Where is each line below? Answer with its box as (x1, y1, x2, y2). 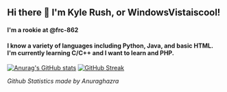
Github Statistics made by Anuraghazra (7, 77, 119, 85)
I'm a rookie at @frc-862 (7, 25, 79, 34)
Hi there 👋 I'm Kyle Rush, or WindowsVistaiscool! (7, 7, 221, 18)
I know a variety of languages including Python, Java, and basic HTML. (7, 42, 214, 50)
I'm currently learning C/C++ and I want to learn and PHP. (7, 48, 175, 57)
